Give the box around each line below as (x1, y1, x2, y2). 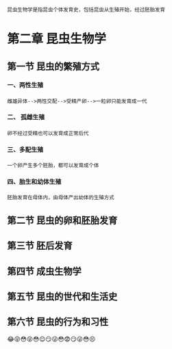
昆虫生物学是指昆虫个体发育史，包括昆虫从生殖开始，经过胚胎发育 (7, 6, 166, 13)
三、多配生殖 (7, 145, 43, 153)
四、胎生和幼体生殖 (7, 177, 62, 185)
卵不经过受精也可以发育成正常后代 (7, 129, 89, 137)
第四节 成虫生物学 (7, 266, 82, 277)
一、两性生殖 (7, 81, 43, 89)
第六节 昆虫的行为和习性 (7, 316, 108, 328)
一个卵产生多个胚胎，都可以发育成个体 (7, 162, 99, 169)
